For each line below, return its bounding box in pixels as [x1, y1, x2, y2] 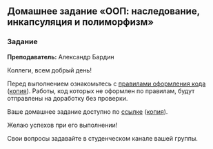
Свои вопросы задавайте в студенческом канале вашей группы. [7, 134, 199, 142]
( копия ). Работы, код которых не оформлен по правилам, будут [7, 86, 195, 95]
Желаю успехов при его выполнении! [7, 121, 118, 129]
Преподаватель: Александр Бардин [7, 52, 114, 61]
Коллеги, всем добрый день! [7, 66, 92, 74]
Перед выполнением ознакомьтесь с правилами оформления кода [7, 79, 206, 88]
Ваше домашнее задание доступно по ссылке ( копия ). [7, 107, 168, 116]
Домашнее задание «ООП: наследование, [7, 6, 200, 17]
